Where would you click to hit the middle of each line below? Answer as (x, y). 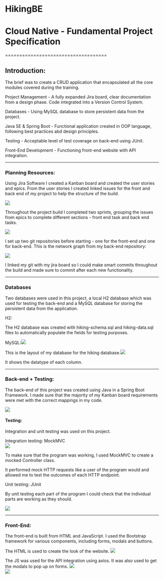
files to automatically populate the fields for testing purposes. (67, 332)
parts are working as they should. (39, 499)
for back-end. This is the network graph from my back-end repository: (76, 246)
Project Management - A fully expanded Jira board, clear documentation (78, 97)
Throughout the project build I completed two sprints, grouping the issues (79, 212)
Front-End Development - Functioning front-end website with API (71, 150)
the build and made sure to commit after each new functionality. (69, 270)
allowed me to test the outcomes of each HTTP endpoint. (63, 475)
